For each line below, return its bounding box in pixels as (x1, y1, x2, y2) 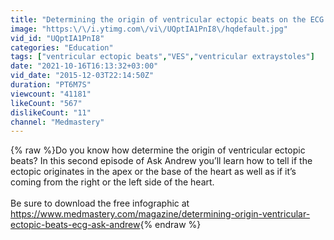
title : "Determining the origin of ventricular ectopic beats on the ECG (10, 14, 325, 25)
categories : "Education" (10, 42, 114, 53)
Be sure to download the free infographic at (10, 197, 190, 210)
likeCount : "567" (10, 98, 83, 108)
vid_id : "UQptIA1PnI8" (10, 33, 105, 43)
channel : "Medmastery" (10, 117, 105, 127)
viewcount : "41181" (10, 89, 92, 99)
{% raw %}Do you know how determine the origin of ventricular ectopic (10, 144, 306, 156)
